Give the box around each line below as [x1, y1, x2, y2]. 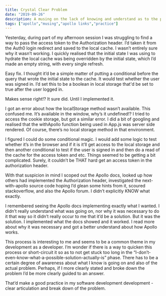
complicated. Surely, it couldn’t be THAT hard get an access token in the [5, 157, 152, 164]
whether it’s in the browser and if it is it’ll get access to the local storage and [5, 142, 160, 148]
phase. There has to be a [107, 255, 158, 261]
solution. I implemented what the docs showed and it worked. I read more [5, 219, 155, 225]
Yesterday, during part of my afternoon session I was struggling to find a [5, 35, 153, 41]
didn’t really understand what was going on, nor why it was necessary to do [5, 208, 160, 214]
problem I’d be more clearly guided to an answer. [5, 271, 105, 277]
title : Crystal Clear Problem [5, 7, 68, 12]
